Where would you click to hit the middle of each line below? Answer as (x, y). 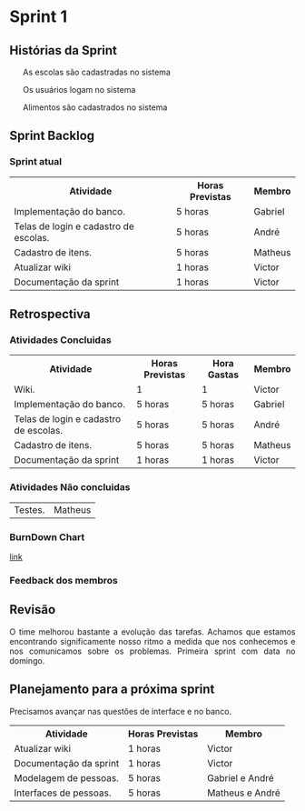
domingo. (27, 660)
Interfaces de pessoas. (63, 793)
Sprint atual (35, 162)
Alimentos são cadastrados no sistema (95, 107)
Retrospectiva (50, 314)
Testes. (30, 509)
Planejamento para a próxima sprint (112, 690)
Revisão (33, 610)
